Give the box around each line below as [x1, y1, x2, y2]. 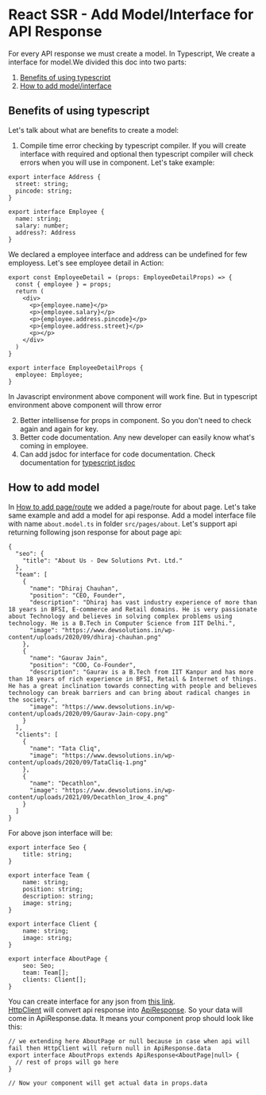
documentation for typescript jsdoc [19, 457, 136, 467]
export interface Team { [8, 871, 91, 879]
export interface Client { [8, 920, 98, 928]
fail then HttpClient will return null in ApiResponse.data [8, 1044, 212, 1052]
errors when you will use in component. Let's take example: [19, 157, 215, 167]
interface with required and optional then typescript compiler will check [19, 149, 254, 158]
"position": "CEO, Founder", [29, 591, 126, 600]
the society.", [8, 696, 59, 704]
